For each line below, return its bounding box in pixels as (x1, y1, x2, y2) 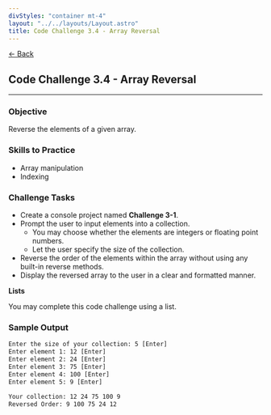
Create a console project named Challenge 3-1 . (19, 210, 179, 220)
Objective (8, 106, 48, 117)
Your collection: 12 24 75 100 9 (8, 392, 121, 400)
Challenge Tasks (8, 192, 75, 203)
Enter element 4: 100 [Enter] (8, 370, 110, 379)
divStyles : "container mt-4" (8, 11, 106, 20)
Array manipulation (19, 163, 84, 172)
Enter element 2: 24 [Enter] (8, 355, 106, 364)
